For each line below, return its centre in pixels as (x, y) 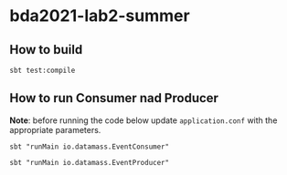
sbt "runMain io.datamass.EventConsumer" (90, 147)
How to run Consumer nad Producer (114, 98)
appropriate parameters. (55, 129)
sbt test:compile (43, 70)
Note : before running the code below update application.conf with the (143, 120)
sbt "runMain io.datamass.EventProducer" (90, 162)
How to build (46, 50)
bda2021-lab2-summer (100, 16)
